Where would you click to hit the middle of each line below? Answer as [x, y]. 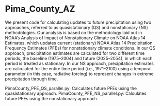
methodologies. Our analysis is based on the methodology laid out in [73, 32]
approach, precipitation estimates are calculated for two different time [75, 53]
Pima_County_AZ [40, 9]
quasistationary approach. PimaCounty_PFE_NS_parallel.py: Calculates [76, 93]
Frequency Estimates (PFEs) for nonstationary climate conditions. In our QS [80, 48]
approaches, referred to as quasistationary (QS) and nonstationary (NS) [77, 27]
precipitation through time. [32, 79]
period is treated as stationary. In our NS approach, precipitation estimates [80, 63]
